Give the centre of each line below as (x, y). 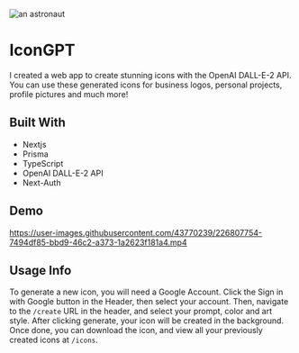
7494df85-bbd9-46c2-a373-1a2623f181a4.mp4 (98, 242)
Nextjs (34, 144)
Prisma (36, 154)
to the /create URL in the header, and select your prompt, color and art (141, 312)
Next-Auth (41, 182)
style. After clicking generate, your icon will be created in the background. (147, 321)
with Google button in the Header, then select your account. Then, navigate (149, 302)
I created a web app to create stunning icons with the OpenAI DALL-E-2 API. (150, 75)
